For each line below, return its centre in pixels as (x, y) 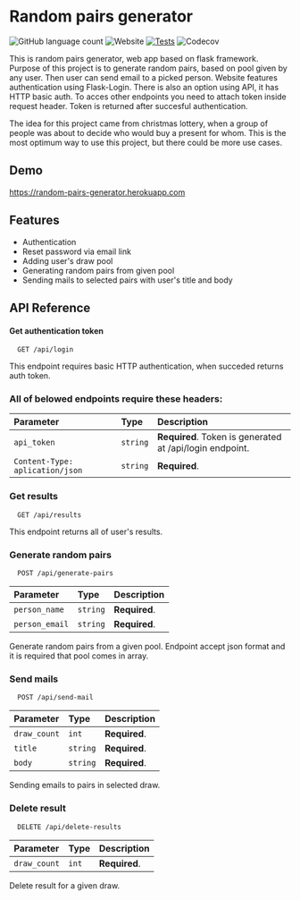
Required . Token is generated (220, 437)
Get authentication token (57, 331)
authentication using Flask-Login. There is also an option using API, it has (144, 87)
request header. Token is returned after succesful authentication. (129, 106)
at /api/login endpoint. (204, 448)
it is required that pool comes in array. (79, 656)
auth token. (30, 376)
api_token (34, 443)
